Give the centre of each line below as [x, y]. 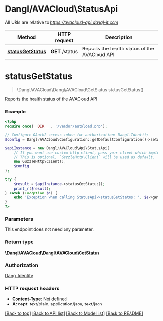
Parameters [19, 219]
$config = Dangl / [23, 139]
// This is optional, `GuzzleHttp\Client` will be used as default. [84, 157]
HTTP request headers [32, 288]
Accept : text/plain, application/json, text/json [57, 304]
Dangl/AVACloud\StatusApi [61, 9]
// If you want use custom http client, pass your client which [80, 153]
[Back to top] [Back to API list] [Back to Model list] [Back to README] [74, 313]
